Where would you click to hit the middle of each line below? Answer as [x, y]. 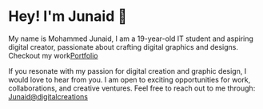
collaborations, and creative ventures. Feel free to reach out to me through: [132, 88]
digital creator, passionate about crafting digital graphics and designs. [123, 46]
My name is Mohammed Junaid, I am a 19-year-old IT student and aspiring [131, 38]
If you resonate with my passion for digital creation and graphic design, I [128, 71]
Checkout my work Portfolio [53, 55]
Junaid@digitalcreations [48, 96]
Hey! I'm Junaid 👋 [68, 16]
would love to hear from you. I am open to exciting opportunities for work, [130, 79]
